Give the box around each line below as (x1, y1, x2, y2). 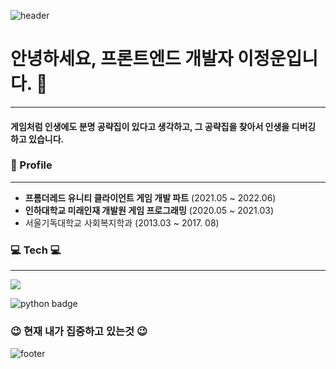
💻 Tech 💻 (10, 243, 62, 257)
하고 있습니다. (10, 133, 65, 145)
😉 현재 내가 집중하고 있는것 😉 (10, 325, 148, 339)
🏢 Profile (10, 158, 53, 172)
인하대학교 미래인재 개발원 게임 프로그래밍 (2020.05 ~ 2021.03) (24, 204, 275, 216)
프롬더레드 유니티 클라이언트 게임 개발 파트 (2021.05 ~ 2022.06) (24, 191, 277, 204)
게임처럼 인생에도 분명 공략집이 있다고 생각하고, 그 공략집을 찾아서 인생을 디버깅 (10, 120, 317, 132)
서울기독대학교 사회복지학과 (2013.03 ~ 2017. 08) (24, 216, 220, 229)
